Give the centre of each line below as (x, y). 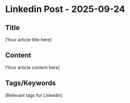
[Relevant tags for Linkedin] (34, 95)
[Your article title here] (28, 39)
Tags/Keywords (31, 83)
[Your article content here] (32, 67)
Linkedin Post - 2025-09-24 (65, 9)
